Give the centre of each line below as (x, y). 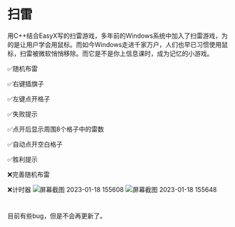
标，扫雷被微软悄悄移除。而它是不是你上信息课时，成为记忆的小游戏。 (110, 53)
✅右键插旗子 (26, 83)
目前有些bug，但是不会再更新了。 (57, 216)
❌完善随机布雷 (28, 174)
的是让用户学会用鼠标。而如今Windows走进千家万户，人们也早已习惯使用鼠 (118, 44)
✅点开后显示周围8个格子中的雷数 (56, 129)
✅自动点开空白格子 (35, 144)
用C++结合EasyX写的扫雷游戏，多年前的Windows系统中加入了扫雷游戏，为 (117, 36)
